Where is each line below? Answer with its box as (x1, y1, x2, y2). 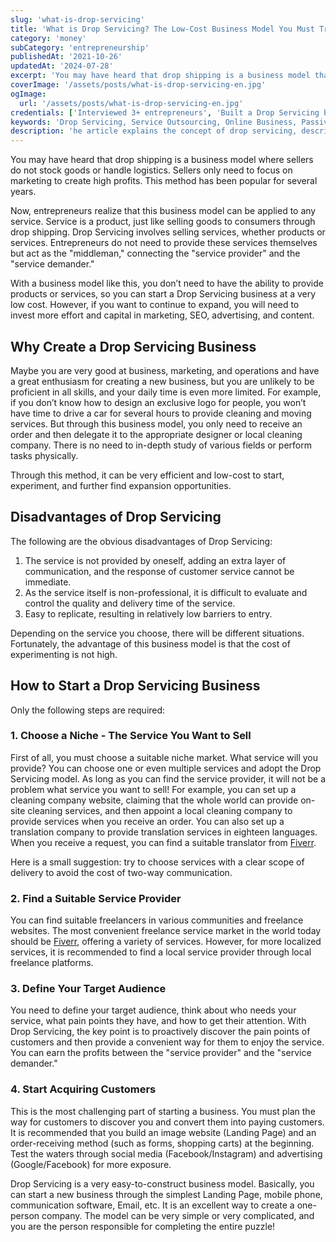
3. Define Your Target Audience (10, 982, 167, 996)
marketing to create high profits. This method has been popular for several (10, 175, 318, 187)
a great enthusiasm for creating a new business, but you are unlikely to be (10, 375, 315, 387)
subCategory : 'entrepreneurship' (10, 42, 150, 53)
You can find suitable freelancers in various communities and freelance (10, 914, 304, 926)
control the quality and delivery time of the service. (24, 597, 236, 609)
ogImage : (10, 89, 47, 99)
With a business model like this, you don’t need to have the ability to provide (10, 277, 324, 290)
